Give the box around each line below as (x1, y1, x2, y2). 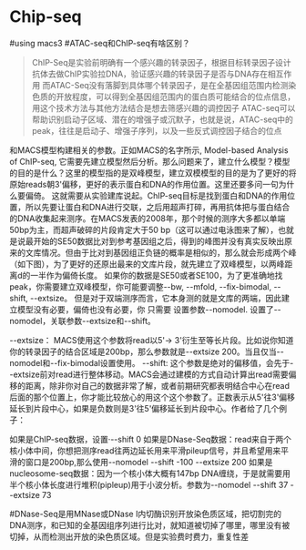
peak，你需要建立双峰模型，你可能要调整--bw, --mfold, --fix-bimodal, (9, 280, 271, 292)
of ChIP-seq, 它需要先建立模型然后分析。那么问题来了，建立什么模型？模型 (9, 156, 291, 167)
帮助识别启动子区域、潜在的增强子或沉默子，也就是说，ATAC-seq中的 (31, 114, 294, 125)
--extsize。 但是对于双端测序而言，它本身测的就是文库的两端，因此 (30, 292, 282, 303)
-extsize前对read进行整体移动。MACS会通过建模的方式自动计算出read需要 (9, 369, 289, 380)
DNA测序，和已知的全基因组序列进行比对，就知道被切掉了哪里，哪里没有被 (9, 519, 291, 530)
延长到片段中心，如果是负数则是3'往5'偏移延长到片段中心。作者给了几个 (9, 402, 280, 413)
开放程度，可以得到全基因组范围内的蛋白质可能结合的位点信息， (56, 91, 296, 102)
